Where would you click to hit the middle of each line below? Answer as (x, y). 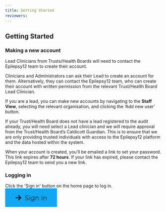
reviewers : (16, 16)
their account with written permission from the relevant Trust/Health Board (81, 86)
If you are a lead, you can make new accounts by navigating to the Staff (79, 101)
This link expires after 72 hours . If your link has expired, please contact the (82, 157)
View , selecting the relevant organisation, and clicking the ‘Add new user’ (80, 107)
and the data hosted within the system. (45, 142)
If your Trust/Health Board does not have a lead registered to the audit (77, 122)
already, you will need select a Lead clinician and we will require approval (80, 127)
